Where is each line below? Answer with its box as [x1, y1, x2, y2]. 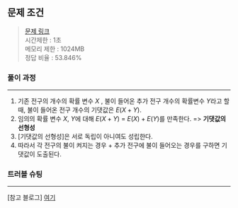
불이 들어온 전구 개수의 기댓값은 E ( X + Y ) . [27, 105, 142, 115]
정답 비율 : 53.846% [24, 53, 82, 62]
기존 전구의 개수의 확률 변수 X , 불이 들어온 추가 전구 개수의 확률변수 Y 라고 [17, 97, 222, 105]
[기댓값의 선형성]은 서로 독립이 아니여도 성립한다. [17, 132, 154, 141]
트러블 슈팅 [7, 169, 43, 179]
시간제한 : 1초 [24, 35, 62, 44]
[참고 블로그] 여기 [7, 193, 56, 202]
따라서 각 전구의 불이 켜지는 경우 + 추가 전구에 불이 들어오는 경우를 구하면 [17, 141, 220, 150]
